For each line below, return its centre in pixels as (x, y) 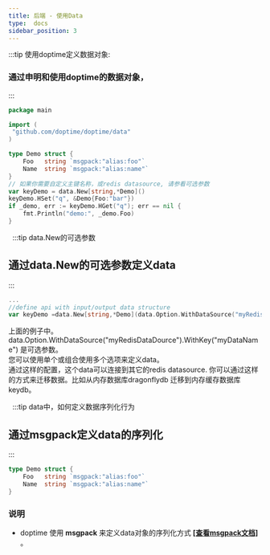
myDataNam (237, 340)
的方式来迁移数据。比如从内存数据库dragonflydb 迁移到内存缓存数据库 (125, 380)
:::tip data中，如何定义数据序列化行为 (73, 407)
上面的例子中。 (33, 331)
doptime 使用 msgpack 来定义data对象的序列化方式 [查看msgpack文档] (139, 533)
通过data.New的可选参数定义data (92, 265)
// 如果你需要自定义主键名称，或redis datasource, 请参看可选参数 (109, 184)
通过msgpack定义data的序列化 (86, 435)
